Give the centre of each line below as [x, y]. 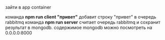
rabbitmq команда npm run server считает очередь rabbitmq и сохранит [83, 22]
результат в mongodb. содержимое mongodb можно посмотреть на [79, 27]
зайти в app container [28, 7]
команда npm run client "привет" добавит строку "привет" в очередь [81, 17]
